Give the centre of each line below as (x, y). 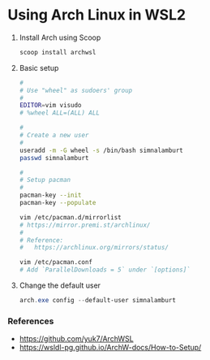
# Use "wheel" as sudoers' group (76, 90)
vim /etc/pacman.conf (56, 262)
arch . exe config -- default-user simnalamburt (97, 301)
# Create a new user (54, 136)
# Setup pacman (45, 180)
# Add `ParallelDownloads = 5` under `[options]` (105, 270)
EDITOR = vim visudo (50, 106)
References (31, 321)
